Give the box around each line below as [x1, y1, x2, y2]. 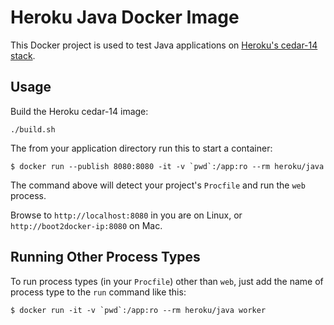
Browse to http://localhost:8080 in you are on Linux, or [10, 209, 243, 221]
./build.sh [10, 124, 56, 135]
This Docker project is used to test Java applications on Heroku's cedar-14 [10, 39, 318, 51]
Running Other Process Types [10, 249, 201, 266]
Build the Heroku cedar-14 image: [10, 105, 149, 117]
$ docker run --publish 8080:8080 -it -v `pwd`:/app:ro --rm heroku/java [10, 161, 325, 171]
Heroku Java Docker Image [10, 6, 240, 29]
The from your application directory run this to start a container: [10, 142, 273, 154]
